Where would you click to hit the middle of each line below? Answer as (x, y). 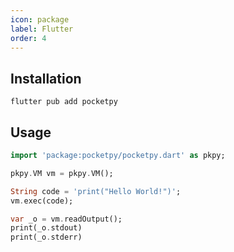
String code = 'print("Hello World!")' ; (96, 191)
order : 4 (28, 38)
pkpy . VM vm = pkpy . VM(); (62, 173)
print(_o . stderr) (46, 237)
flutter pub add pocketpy (64, 102)
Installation (46, 78)
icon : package (40, 19)
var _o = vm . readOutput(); (66, 219)
